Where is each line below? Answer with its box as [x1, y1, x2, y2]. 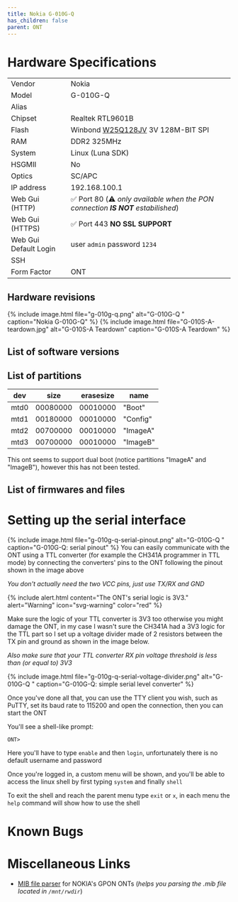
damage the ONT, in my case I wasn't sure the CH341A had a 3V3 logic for [7, 622, 225, 630]
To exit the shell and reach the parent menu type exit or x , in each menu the [7, 791, 230, 799]
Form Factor [11, 267, 52, 277]
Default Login [11, 244, 56, 254]
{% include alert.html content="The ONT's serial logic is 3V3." [7, 593, 189, 602]
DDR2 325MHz [70, 136, 122, 146]
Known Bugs [7, 823, 84, 840]
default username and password [7, 756, 102, 764]
